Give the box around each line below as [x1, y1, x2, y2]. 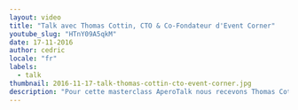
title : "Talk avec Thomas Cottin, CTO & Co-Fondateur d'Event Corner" [9, 21, 276, 30]
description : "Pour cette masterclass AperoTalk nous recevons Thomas [9, 87, 276, 96]
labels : [9, 63, 38, 72]
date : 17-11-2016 [9, 37, 74, 47]
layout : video [9, 12, 62, 22]
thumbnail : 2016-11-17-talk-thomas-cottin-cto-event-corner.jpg [9, 79, 252, 88]
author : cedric [9, 46, 66, 55]
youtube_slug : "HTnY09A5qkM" [9, 29, 117, 38]
